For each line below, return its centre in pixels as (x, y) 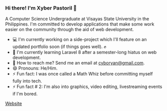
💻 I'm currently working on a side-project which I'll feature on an (79, 39)
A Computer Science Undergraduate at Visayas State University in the (77, 19)
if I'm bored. (25, 94)
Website (14, 103)
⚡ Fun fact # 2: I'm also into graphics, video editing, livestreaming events (87, 86)
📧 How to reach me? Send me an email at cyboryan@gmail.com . (78, 63)
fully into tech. (27, 81)
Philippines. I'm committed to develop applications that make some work (80, 24)
